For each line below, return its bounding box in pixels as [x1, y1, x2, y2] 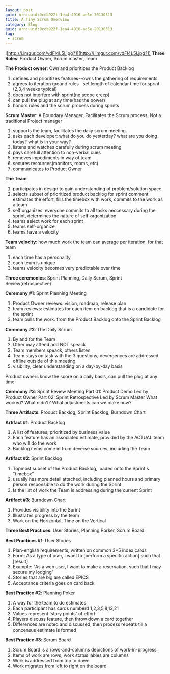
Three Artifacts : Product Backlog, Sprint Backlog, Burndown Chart [5, 409, 146, 415]
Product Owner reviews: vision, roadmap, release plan [12, 300, 126, 306]
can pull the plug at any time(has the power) [12, 97, 105, 103]
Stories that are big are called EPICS [12, 574, 89, 580]
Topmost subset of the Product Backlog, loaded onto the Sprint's [12, 465, 149, 471]
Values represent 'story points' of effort [12, 610, 96, 616]
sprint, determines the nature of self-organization [12, 213, 117, 219]
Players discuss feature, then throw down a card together [12, 616, 133, 622]
